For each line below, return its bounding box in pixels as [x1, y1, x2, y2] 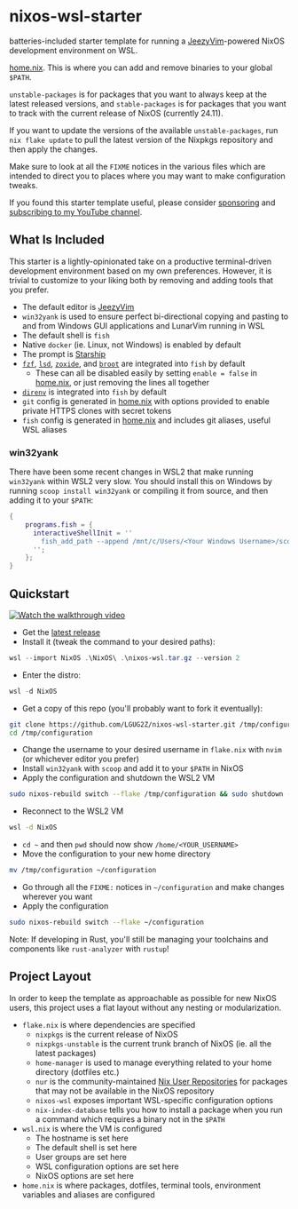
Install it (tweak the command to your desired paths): [21, 636, 216, 647]
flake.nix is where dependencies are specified [21, 1019, 196, 1030]
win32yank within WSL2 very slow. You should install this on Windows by [9, 476, 273, 487]
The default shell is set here [35, 1141, 137, 1152]
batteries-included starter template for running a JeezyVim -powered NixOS [9, 36, 286, 46]
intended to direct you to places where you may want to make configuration [9, 171, 286, 181]
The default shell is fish [21, 330, 111, 340]
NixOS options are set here [35, 1170, 135, 1181]
